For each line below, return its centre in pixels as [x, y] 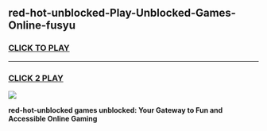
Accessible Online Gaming [53, 118]
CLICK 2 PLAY [36, 78]
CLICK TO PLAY [39, 48]
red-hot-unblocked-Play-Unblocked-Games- [122, 13]
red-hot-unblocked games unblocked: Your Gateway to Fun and [116, 110]
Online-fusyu [42, 26]
